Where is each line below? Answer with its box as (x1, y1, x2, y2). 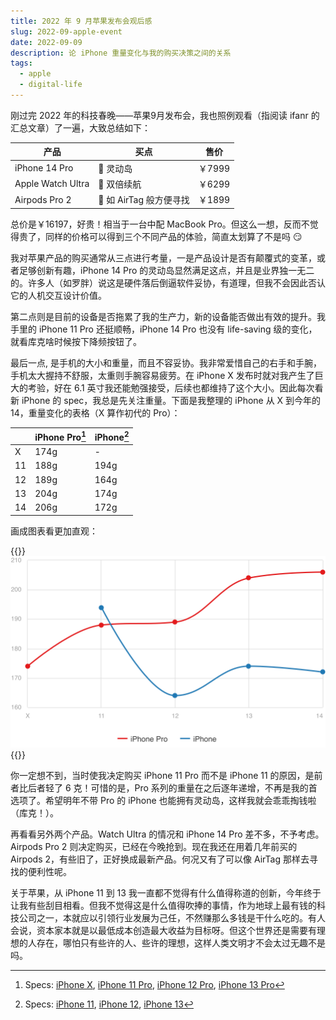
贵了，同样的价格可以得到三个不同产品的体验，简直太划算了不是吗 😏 (18, 230, 303, 242)
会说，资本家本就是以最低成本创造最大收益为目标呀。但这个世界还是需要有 (10, 924, 317, 936)
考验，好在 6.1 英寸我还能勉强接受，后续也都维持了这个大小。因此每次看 (27, 381, 324, 394)
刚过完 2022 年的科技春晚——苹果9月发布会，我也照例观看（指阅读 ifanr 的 (10, 109, 320, 121)
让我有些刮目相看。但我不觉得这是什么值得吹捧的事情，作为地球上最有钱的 (10, 899, 317, 911)
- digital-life (19, 80, 83, 90)
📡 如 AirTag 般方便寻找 (98, 194, 190, 206)
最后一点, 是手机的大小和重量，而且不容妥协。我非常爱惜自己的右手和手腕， (10, 356, 322, 369)
